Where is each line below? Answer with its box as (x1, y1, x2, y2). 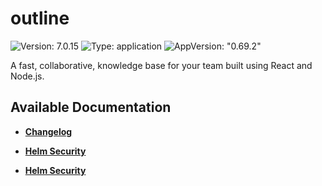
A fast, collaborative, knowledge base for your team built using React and (10, 59, 313, 71)
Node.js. (10, 70, 45, 82)
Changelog (24, 125, 73, 137)
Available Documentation (10, 99, 172, 116)
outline (10, 7, 70, 30)
